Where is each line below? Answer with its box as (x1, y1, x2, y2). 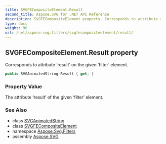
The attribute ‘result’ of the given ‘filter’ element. (5, 94, 104, 100)
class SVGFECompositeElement (12, 123, 77, 129)
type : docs (5, 21, 28, 26)
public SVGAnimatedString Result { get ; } (5, 71, 94, 76)
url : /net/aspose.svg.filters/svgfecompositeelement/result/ (5, 30, 134, 35)
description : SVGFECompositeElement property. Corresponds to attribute (5, 16, 158, 21)
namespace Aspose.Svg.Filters (12, 128, 76, 134)
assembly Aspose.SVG (12, 134, 59, 140)
